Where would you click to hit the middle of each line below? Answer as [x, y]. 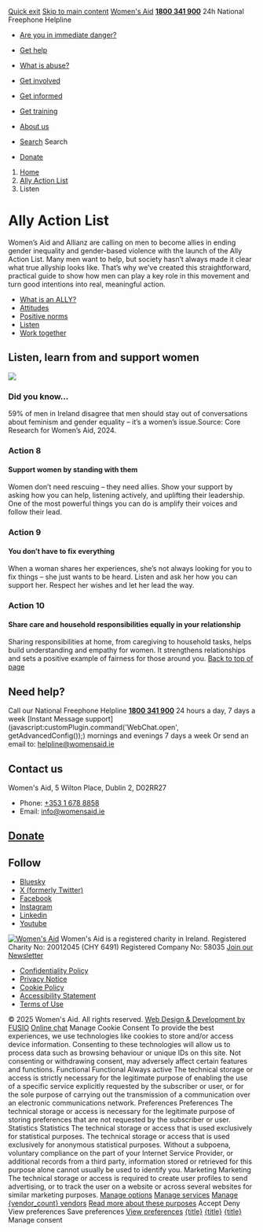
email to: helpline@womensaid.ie [62, 744]
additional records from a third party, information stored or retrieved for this [130, 1162]
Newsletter [26, 956]
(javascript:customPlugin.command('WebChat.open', [93, 728]
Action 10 [27, 606]
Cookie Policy [42, 987]
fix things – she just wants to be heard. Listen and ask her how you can [123, 577]
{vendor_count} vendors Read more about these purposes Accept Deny [124, 1204]
